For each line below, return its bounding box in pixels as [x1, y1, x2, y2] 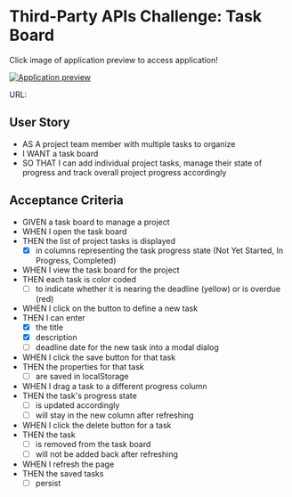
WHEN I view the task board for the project [21, 265, 180, 275]
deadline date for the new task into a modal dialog [35, 341, 220, 353]
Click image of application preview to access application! [9, 54, 218, 65]
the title [35, 322, 64, 332]
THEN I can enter [21, 312, 86, 322]
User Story [9, 115, 70, 130]
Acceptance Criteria [9, 193, 124, 208]
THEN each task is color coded [21, 273, 136, 284]
